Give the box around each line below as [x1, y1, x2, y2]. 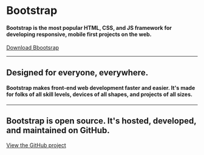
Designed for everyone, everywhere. [6, 67, 149, 78]
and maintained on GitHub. [6, 125, 110, 136]
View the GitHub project [6, 141, 67, 149]
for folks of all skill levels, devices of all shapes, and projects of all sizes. [6, 91, 193, 98]
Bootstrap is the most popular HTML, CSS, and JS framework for [6, 24, 172, 31]
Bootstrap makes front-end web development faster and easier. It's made [6, 84, 195, 92]
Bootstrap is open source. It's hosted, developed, [6, 116, 197, 126]
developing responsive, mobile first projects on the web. [6, 30, 152, 38]
